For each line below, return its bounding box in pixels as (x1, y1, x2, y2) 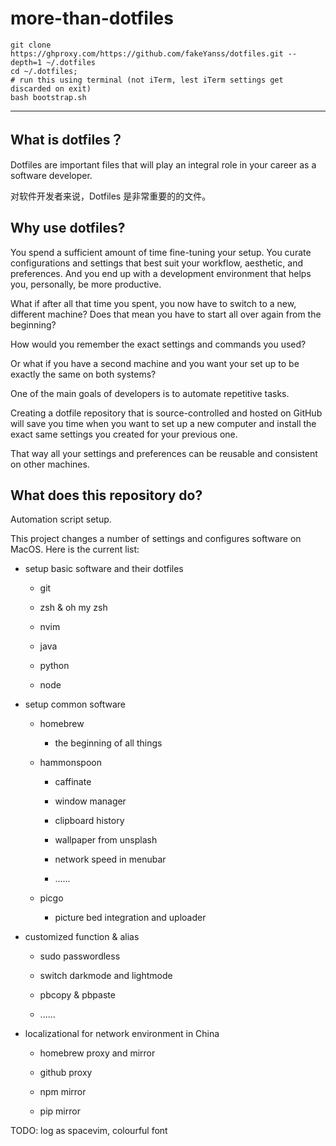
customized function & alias (24, 931, 140, 943)
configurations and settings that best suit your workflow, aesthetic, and (10, 257, 304, 269)
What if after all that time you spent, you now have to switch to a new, (10, 297, 297, 309)
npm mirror (39, 1086, 87, 1098)
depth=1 (10, 57, 43, 67)
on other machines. (10, 458, 90, 470)
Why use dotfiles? (10, 220, 126, 237)
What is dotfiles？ (10, 132, 124, 149)
